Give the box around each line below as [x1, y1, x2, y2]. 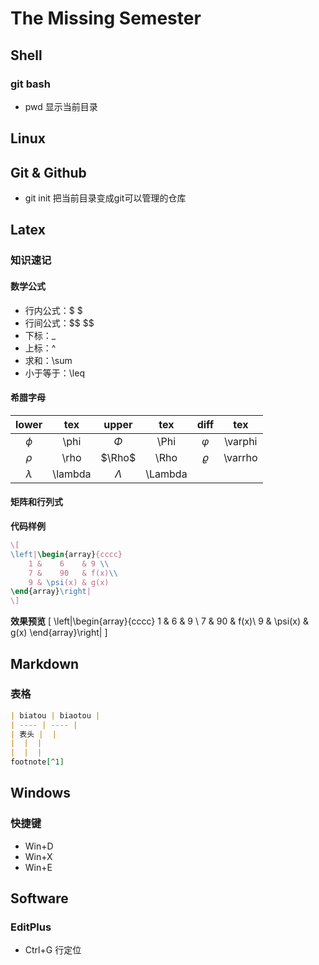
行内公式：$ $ [24, 304, 83, 316]
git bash [10, 77, 51, 91]
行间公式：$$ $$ [24, 317, 95, 329]
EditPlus [10, 920, 52, 934]
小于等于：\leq [24, 367, 85, 379]
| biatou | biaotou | [10, 710, 101, 721]
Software [10, 890, 69, 907]
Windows [10, 785, 71, 802]
